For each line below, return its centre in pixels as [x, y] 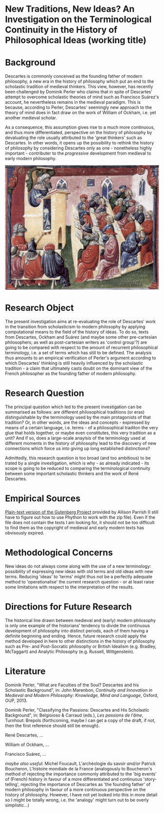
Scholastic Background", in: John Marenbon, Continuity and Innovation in [79, 690]
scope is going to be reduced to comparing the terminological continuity [78, 468]
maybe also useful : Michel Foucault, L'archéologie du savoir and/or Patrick [80, 763]
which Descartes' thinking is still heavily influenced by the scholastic [74, 363]
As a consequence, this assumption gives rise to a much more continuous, [80, 127]
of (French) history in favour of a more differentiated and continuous [74, 779]
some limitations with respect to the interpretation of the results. [70, 587]
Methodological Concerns [59, 553]
